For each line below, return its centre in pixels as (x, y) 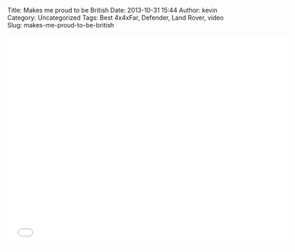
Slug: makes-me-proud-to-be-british (61, 25)
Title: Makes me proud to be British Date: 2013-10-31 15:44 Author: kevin (113, 10)
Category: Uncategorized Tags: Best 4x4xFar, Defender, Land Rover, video (115, 18)
